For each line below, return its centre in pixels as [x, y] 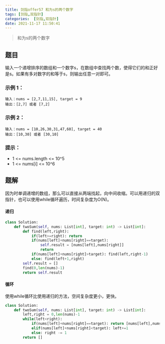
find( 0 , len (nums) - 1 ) [44, 268]
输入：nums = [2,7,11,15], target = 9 [44, 99]
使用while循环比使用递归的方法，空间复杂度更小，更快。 [62, 296]
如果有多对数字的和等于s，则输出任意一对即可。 [64, 74]
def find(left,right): [46, 231]
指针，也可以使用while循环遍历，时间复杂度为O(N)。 [58, 199]
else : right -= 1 [49, 333]
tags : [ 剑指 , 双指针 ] [24, 14]
